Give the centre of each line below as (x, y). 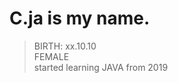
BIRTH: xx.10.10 (65, 46)
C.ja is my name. (80, 18)
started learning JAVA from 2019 (101, 67)
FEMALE (51, 56)
